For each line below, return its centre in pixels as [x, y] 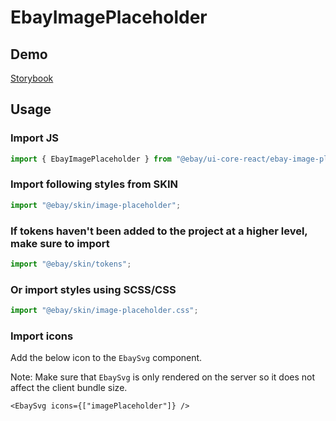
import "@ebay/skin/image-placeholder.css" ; [104, 311]
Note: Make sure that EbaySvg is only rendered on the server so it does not [163, 377]
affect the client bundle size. [69, 388]
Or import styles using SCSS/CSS [93, 289]
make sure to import [60, 243]
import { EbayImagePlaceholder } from [91, 159]
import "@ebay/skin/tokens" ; [71, 264]
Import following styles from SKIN [94, 184]
